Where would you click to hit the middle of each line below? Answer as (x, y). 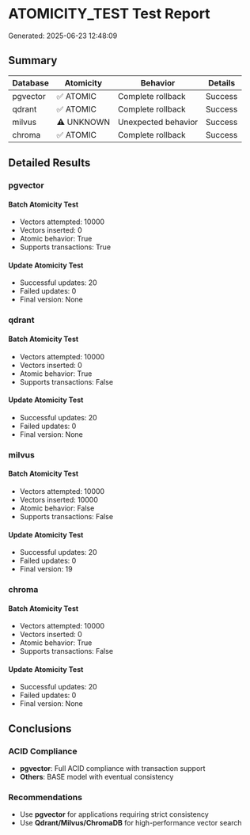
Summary (33, 61)
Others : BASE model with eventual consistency (97, 777)
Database (31, 82)
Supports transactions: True (65, 247)
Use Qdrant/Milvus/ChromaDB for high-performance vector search (131, 823)
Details (222, 82)
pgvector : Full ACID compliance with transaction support (112, 769)
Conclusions (40, 729)
